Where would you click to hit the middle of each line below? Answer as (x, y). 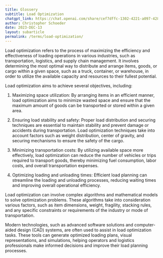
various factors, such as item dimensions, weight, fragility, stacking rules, (78, 205)
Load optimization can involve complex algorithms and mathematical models (81, 194)
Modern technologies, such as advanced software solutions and (69, 224)
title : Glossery (21, 9)
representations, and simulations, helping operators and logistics (70, 240)
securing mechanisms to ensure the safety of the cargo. (68, 140)
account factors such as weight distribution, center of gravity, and (78, 135)
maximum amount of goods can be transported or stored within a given (83, 105)
